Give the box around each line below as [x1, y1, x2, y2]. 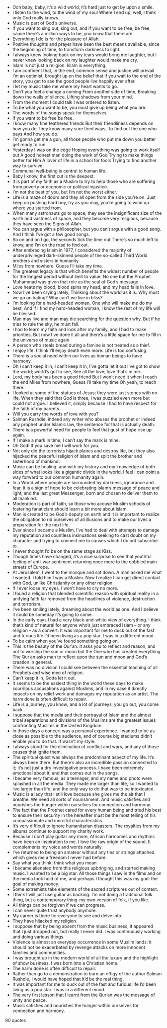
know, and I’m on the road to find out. [12, 242, 89, 248]
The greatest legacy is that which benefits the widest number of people [12, 268, 159, 274]
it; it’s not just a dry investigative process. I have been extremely [12, 765, 144, 771]
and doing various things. [12, 934, 65, 940]
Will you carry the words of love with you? [12, 411, 98, 417]
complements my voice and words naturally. [12, 844, 103, 850]
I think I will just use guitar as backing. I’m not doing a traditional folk [12, 892, 153, 897]
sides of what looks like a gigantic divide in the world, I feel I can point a [12, 469, 160, 475]
